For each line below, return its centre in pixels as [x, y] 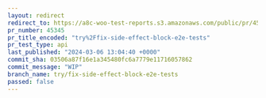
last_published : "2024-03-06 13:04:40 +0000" [84, 52]
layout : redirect [36, 15]
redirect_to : [29, 23]
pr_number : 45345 [36, 30]
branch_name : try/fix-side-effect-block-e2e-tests [93, 74]
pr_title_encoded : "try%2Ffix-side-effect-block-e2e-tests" [109, 38]
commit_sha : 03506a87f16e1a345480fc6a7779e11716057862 [100, 60]
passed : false [31, 81]
